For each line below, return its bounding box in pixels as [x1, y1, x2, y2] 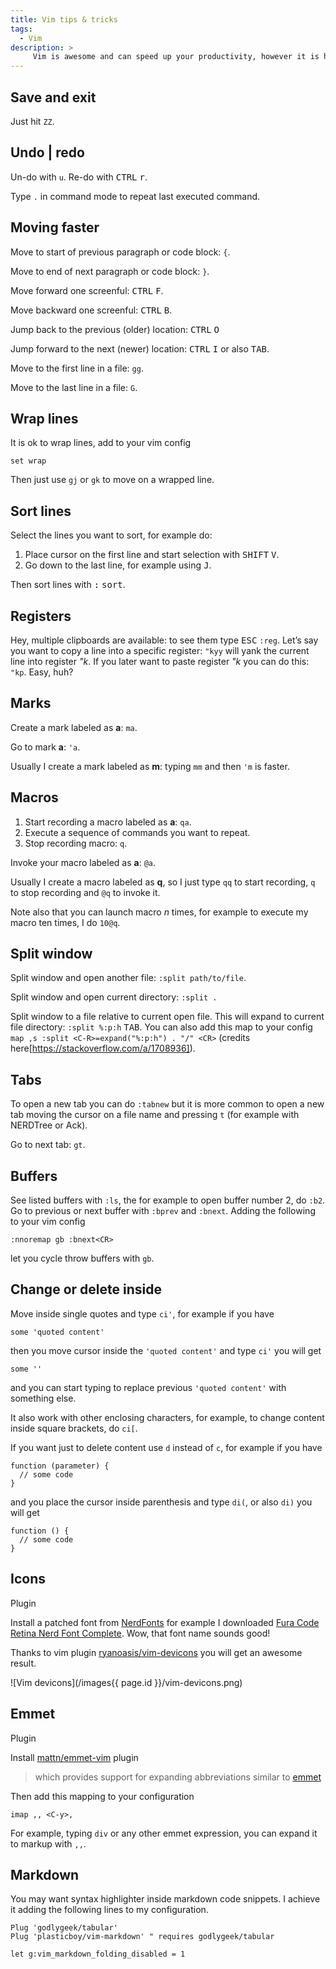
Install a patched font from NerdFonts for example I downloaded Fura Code [10, 1616, 320, 1628]
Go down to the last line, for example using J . [24, 559, 212, 571]
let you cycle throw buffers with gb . [10, 1252, 155, 1265]
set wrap [10, 456, 47, 466]
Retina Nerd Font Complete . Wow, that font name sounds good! [10, 1627, 271, 1639]
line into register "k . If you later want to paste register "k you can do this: [10, 656, 310, 667]
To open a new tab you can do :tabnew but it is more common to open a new [10, 1098, 325, 1110]
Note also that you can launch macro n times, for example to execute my [10, 906, 309, 918]
